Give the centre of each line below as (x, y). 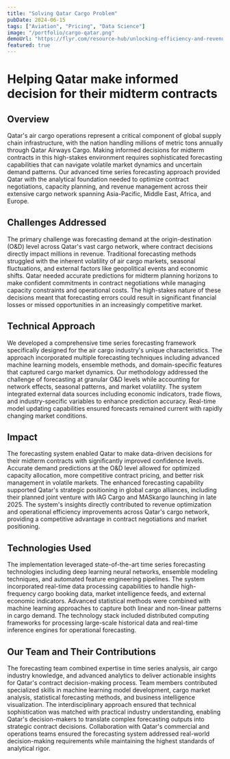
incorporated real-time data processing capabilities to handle (93, 586)
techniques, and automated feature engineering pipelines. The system (106, 579)
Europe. (18, 201)
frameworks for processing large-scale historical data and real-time (103, 623)
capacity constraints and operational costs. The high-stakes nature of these (114, 290)
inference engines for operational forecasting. (72, 630)
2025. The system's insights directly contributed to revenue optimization (110, 505)
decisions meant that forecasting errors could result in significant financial (112, 297)
